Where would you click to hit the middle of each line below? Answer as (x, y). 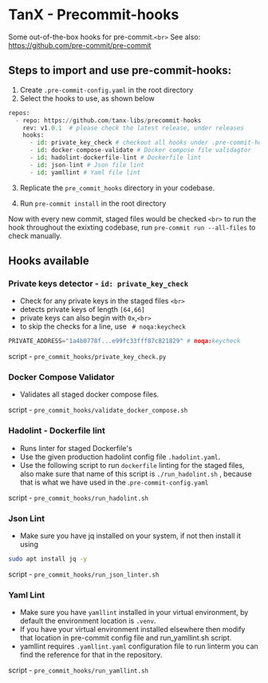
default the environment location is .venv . (88, 621)
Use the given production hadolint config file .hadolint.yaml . (120, 457)
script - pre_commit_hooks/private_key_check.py (87, 357)
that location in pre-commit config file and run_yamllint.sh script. (126, 638)
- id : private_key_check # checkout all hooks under (119, 143)
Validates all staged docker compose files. (89, 394)
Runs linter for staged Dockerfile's (76, 448)
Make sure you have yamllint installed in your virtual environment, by (134, 613)
